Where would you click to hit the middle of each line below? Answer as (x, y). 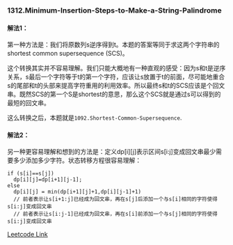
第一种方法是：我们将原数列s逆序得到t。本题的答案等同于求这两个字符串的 (113, 45)
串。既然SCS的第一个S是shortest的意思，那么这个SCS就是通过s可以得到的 (114, 94)
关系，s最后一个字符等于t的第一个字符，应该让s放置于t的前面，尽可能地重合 (116, 77)
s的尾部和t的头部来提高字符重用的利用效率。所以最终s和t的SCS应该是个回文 (116, 86)
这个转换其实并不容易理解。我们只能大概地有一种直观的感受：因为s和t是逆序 (116, 68)
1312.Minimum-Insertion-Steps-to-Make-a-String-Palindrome (114, 10)
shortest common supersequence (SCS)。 (68, 54)
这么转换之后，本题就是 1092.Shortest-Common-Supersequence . (95, 118)
